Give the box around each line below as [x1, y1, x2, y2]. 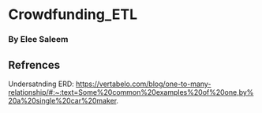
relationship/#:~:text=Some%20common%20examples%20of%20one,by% [8, 87, 254, 96]
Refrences [8, 58, 61, 72]
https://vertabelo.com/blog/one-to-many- [76, 79, 211, 89]
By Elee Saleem [8, 34, 69, 45]
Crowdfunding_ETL [8, 6, 138, 24]
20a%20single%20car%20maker [8, 96, 117, 105]
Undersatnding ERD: [8, 79, 75, 89]
